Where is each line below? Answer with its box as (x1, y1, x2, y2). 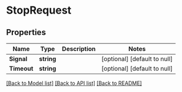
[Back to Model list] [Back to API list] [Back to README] (6, 80, 142, 87)
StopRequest (6, 4, 72, 17)
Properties (6, 27, 46, 37)
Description (62, 45, 96, 53)
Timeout (9, 65, 34, 72)
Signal (9, 55, 28, 63)
